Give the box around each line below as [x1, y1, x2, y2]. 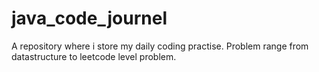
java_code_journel [11, 7, 168, 30]
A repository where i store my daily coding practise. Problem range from [11, 40, 309, 52]
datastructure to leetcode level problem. [11, 50, 177, 62]
